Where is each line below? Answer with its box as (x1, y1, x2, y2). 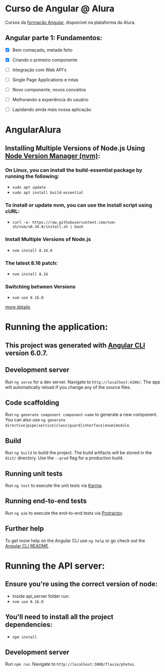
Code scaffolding (5, 399, 59, 407)
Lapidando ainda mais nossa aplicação (12, 107, 91, 113)
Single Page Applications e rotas (12, 76, 79, 82)
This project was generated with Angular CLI (5, 341, 145, 350)
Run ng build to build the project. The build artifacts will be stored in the (5, 450, 152, 456)
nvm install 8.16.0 (12, 248, 53, 253)
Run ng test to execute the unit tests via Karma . (5, 483, 103, 489)
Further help (5, 524, 44, 533)
